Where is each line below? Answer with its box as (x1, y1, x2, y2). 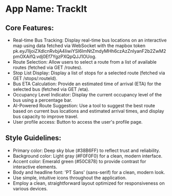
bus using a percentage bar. (12, 97, 73, 103)
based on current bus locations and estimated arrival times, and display (12, 108, 164, 114)
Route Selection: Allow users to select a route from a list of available (12, 59, 157, 65)
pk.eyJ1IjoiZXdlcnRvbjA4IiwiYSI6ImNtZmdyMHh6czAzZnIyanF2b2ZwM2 (12, 48, 166, 54)
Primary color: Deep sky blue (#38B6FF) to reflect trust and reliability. (12, 147, 160, 153)
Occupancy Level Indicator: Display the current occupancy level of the (12, 92, 162, 97)
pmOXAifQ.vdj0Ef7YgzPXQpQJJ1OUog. (12, 53, 97, 60)
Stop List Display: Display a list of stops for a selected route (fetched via (12, 70, 165, 76)
